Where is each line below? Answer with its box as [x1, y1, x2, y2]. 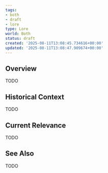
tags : [5, 7, 17, 13]
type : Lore [5, 27, 29, 32]
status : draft [5, 36, 36, 41]
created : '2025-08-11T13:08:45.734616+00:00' [5, 41, 103, 46]
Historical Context [5, 92, 65, 101]
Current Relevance [5, 121, 66, 130]
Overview [5, 64, 37, 73]
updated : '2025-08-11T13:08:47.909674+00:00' [5, 45, 103, 51]
